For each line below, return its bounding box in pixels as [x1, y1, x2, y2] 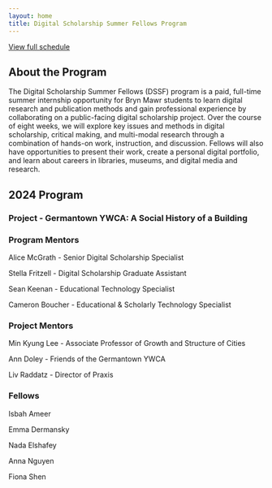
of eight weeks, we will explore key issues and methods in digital [8, 121, 225, 131]
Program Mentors [8, 234, 80, 245]
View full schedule [8, 41, 71, 51]
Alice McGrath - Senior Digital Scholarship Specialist [8, 253, 184, 262]
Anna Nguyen [8, 456, 54, 465]
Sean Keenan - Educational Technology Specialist [8, 283, 175, 293]
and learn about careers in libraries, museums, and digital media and [8, 156, 238, 166]
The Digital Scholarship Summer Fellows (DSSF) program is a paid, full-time [8, 87, 261, 97]
